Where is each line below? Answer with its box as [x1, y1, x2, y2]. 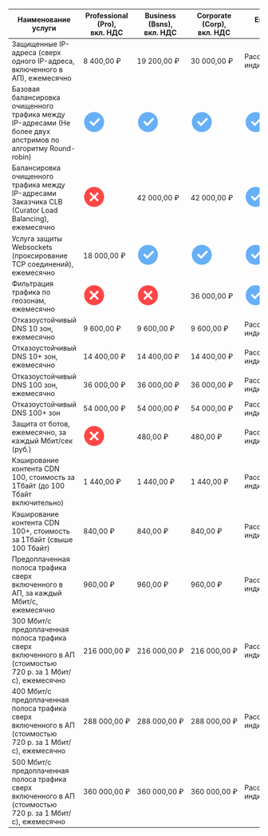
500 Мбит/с [11, 757, 52, 767]
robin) [11, 153, 32, 161]
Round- [49, 144, 76, 153]
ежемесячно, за [11, 428, 66, 437]
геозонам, [11, 295, 46, 305]
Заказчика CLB [11, 197, 63, 207]
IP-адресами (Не [11, 118, 71, 128]
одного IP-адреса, [11, 56, 75, 65]
